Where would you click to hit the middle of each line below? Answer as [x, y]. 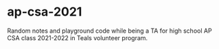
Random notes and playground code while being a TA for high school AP [109, 31]
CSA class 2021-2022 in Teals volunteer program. [78, 37]
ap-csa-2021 [45, 12]
